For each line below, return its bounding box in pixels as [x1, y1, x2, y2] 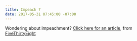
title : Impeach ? [5, 7, 41, 12]
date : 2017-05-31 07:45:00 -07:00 [5, 12, 77, 17]
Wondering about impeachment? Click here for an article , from [5, 25, 133, 31]
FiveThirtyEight [5, 30, 36, 36]
